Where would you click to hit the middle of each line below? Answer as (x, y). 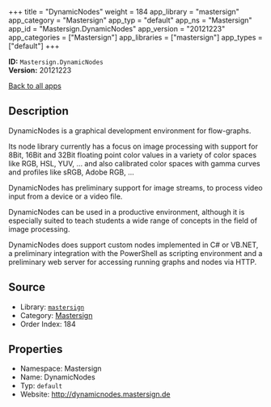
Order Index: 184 (48, 324)
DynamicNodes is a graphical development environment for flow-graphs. (130, 130)
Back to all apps (35, 86)
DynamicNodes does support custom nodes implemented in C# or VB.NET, (133, 245)
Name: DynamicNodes (57, 377)
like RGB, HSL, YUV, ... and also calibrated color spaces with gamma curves (134, 163)
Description (38, 111)
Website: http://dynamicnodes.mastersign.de (95, 394)
